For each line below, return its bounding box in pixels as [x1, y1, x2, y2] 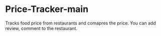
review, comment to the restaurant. [5, 25, 78, 31]
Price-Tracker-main [5, 3, 89, 15]
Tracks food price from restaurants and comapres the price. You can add [5, 20, 156, 26]
